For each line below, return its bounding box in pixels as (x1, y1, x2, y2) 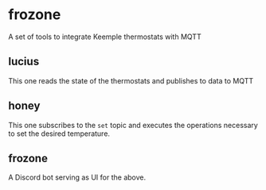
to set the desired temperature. (8, 129, 110, 138)
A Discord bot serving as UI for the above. (8, 173, 146, 182)
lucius (8, 55, 40, 68)
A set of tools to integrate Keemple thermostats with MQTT (8, 32, 201, 41)
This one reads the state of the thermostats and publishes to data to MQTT (8, 76, 254, 85)
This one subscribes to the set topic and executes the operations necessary (8, 120, 259, 130)
